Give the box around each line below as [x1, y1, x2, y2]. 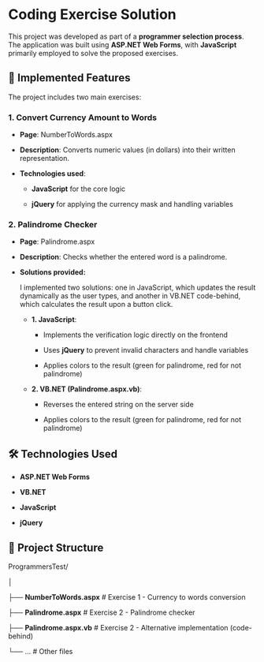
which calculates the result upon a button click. [19, 300, 173, 309]
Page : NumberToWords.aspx [19, 130, 113, 140]
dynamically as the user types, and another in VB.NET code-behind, [19, 291, 241, 301]
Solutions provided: [19, 267, 86, 277]
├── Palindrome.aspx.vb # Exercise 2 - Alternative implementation [8, 623, 229, 632]
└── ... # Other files [8, 646, 73, 656]
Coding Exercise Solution [8, 6, 177, 24]
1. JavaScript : [31, 315, 77, 324]
